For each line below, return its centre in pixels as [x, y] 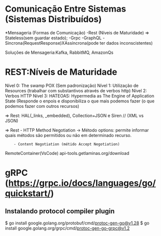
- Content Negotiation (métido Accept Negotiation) [67, 144]
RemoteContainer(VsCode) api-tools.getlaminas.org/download [67, 153]
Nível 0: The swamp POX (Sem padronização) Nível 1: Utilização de [72, 85]
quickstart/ [28, 194]
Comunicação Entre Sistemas [66, 9]
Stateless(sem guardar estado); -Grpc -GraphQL [53, 38]
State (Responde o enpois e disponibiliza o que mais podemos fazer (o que [80, 101]
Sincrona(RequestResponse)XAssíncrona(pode [52, 43]
